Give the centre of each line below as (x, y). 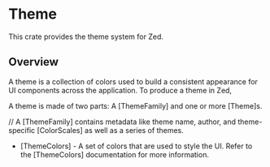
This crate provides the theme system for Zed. (86, 36)
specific (22, 130)
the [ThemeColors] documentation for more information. (115, 154)
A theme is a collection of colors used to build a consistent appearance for (133, 81)
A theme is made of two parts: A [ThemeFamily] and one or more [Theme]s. (135, 105)
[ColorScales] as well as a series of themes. (111, 130)
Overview (34, 62)
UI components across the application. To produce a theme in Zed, (120, 90)
